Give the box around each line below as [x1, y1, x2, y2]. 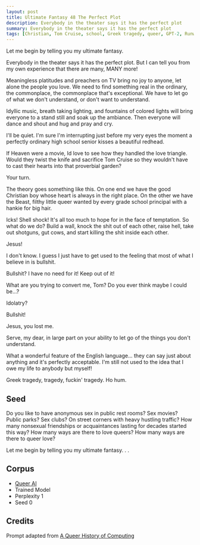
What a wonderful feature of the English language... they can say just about [6, 352, 192, 359]
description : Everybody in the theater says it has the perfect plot [6, 20, 183, 26]
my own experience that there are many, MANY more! [6, 65, 138, 72]
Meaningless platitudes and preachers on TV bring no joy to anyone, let [6, 77, 182, 84]
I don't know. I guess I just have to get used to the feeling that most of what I [6, 252, 193, 259]
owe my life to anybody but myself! [6, 365, 92, 372]
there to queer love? [6, 434, 55, 442]
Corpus [6, 464, 35, 474]
